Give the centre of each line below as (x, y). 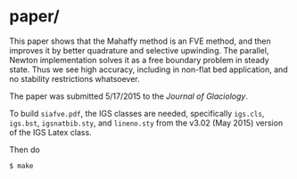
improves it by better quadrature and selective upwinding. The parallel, (139, 50)
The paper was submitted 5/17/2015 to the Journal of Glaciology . (128, 96)
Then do (25, 150)
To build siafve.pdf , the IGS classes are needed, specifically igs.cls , (137, 113)
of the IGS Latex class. (50, 132)
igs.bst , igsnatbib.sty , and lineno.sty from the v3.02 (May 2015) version (146, 123)
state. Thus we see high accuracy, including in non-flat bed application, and (148, 69)
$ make (21, 166)
